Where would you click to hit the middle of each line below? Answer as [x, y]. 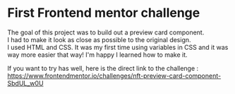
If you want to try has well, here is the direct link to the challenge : [103, 68]
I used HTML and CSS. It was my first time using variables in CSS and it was [118, 47]
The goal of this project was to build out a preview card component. [106, 32]
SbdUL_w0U [25, 83]
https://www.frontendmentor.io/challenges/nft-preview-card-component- [114, 76]
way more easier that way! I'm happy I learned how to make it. [98, 55]
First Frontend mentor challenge [104, 13]
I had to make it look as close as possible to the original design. [100, 39]
